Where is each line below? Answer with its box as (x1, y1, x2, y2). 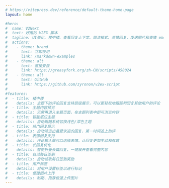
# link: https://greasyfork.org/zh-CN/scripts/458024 (5, 68, 132, 73)
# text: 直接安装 (5, 63, 50, 68)
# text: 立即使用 (5, 49, 50, 54)
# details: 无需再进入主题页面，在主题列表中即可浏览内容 (5, 110, 119, 115)
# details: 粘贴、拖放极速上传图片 (5, 175, 78, 180)
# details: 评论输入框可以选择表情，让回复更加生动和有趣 (5, 138, 119, 143)
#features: (5, 91, 28, 96)
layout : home (5, 12, 33, 17)
